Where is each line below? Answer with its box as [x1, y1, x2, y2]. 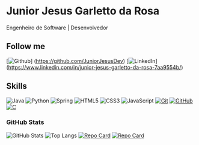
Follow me [6, 41, 46, 52]
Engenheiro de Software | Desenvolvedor [6, 24, 108, 31]
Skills [6, 81, 27, 91]
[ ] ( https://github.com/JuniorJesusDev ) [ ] [6, 57, 158, 64]
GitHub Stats [6, 118, 44, 126]
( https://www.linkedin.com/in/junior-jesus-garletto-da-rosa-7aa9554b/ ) [6, 64, 183, 71]
